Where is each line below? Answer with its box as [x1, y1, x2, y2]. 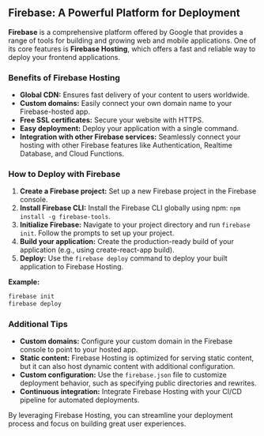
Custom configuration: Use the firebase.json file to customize [19, 370, 228, 380]
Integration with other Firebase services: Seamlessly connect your [19, 132, 241, 141]
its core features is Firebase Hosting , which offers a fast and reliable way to [8, 43, 256, 54]
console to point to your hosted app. [19, 345, 138, 355]
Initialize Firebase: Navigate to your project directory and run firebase [19, 220, 251, 230]
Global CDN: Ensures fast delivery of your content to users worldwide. [19, 90, 250, 100]
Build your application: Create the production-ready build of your [19, 237, 235, 246]
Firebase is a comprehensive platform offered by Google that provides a [8, 27, 243, 36]
